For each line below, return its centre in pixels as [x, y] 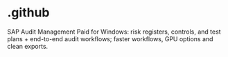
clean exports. [28, 46]
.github [28, 13]
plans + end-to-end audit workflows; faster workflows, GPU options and [110, 38]
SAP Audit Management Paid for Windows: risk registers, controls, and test [114, 32]
